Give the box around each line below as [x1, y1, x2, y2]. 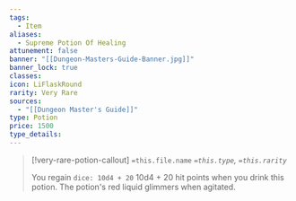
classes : [9, 72, 42, 81]
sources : [9, 96, 42, 106]
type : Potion [9, 113, 58, 122]
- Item [17, 22, 42, 31]
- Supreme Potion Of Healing [17, 38, 126, 48]
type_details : [9, 130, 63, 139]
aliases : [9, 30, 42, 39]
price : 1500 [9, 122, 54, 131]
